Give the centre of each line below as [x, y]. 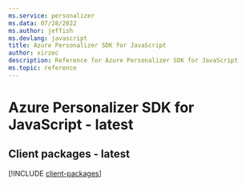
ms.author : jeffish [41, 30]
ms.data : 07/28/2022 [43, 23]
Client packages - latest [69, 154]
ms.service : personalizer [51, 16]
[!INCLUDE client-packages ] [55, 173]
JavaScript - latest [71, 124]
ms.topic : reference [43, 68]
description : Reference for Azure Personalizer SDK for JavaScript [123, 61]
